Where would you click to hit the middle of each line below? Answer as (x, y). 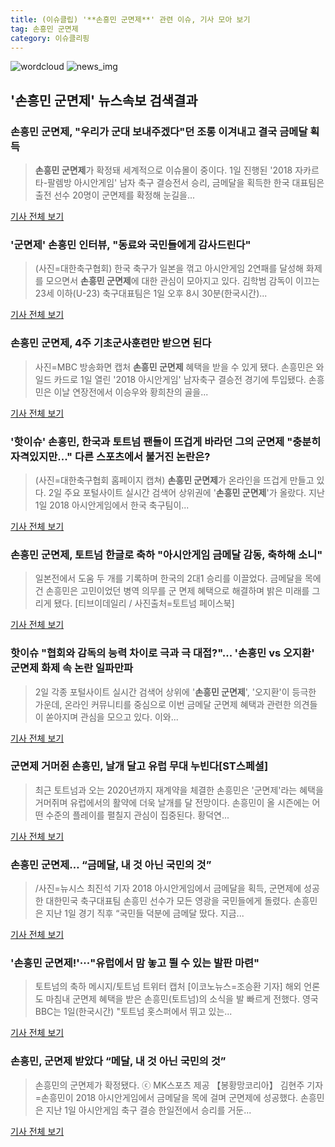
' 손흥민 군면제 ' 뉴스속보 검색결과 (104, 100)
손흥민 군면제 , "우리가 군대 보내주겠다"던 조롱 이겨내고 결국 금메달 (159, 131)
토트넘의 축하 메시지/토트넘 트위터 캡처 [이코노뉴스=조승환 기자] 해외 (168, 987)
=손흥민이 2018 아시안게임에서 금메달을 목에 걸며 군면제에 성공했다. (166, 1097)
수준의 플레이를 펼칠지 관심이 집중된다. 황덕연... (137, 815)
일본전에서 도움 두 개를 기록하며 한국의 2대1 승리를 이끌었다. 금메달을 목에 (178, 578)
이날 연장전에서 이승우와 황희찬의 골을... (131, 392)
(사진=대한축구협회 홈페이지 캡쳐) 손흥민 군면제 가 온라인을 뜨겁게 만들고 (174, 480)
